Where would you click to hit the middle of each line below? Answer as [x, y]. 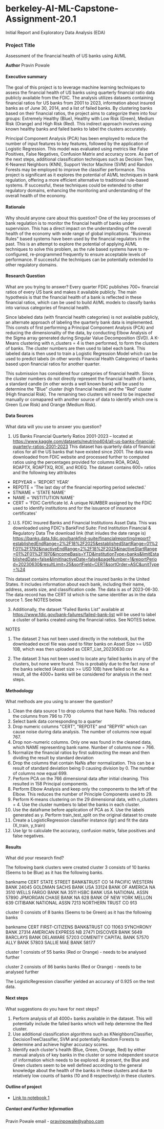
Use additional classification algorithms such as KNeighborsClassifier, [83, 1034]
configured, [17, 254]
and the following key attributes [44, 472]
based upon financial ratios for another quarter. [53, 364]
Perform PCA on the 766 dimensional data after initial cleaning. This [81, 778]
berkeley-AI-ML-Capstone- [62, 9]
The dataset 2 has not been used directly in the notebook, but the [79, 639]
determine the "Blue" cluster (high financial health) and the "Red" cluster [79, 389]
